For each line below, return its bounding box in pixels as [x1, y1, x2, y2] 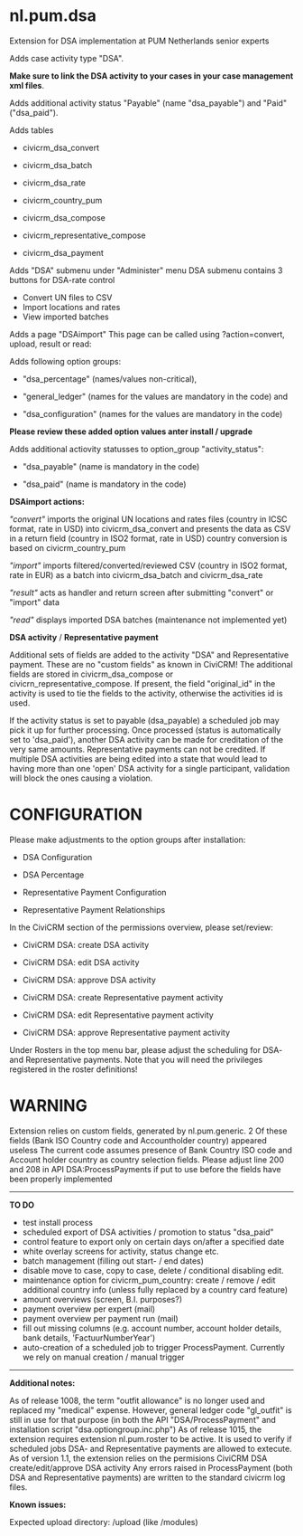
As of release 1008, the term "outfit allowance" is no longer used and [9, 1395, 266, 1406]
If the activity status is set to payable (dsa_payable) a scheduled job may [9, 715, 280, 725]
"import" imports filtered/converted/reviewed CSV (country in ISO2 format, [9, 560, 288, 571]
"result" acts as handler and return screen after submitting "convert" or [9, 587, 274, 598]
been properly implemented [9, 1173, 113, 1184]
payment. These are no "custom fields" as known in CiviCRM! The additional [9, 659, 293, 669]
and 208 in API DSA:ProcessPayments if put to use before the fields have [9, 1163, 281, 1174]
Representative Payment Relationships [22, 904, 166, 915]
